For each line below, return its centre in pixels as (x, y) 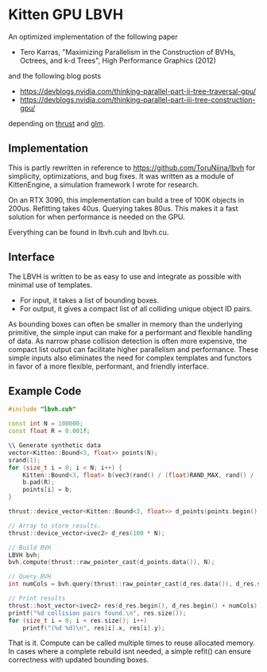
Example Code (45, 391)
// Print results (37, 598)
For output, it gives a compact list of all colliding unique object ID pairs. (136, 308)
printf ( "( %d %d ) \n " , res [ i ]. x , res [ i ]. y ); (94, 628)
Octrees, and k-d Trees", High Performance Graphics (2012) (118, 60)
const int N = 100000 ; (46, 424)
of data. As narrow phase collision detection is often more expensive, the (128, 341)
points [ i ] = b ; (48, 490)
